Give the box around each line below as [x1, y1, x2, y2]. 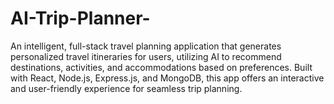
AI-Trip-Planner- [10, 7, 151, 30]
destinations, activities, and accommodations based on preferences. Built [10, 61, 313, 73]
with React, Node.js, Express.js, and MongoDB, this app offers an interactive [10, 72, 325, 84]
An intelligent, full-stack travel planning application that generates [10, 40, 282, 52]
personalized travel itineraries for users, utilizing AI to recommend [10, 50, 282, 62]
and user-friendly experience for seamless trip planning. [10, 82, 243, 94]
